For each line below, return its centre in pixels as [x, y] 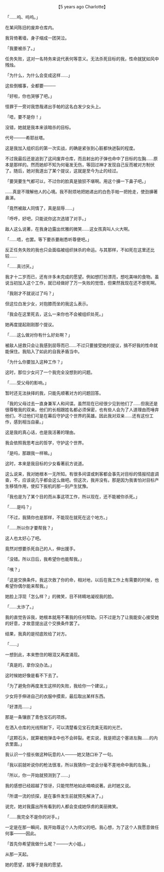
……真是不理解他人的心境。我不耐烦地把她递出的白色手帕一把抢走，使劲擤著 [82, 192]
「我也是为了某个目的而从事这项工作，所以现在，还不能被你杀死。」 [72, 497]
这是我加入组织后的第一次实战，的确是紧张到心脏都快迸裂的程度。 [71, 148]
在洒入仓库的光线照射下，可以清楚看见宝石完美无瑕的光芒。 [65, 727]
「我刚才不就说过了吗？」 [31, 293]
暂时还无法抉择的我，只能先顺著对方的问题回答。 [54, 393]
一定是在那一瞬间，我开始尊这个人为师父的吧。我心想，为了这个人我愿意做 [80, 827]
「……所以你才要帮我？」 [30, 528]
